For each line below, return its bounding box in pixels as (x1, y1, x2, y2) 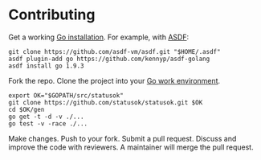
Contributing (8, 6, 96, 24)
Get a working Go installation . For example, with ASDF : (8, 32, 190, 42)
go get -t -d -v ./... (8, 113, 84, 121)
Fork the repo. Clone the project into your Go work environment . (8, 76, 221, 85)
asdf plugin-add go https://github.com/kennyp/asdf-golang (8, 55, 210, 63)
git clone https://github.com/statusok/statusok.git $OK (8, 98, 203, 106)
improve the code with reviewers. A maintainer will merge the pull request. (8, 142, 255, 152)
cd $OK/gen (8, 105, 45, 113)
